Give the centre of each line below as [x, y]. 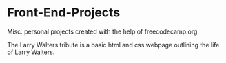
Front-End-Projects [64, 13]
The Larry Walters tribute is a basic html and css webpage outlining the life [113, 45]
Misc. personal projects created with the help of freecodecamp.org [102, 32]
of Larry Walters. [31, 52]
